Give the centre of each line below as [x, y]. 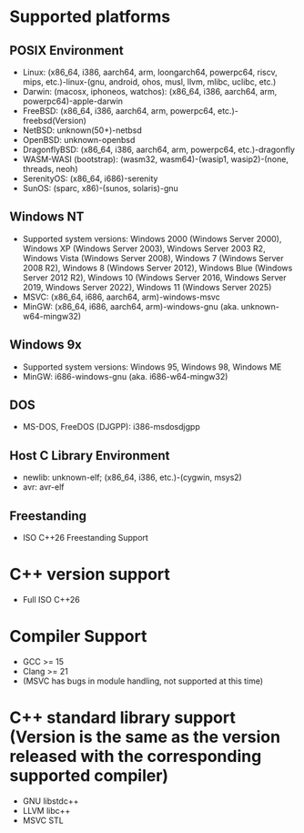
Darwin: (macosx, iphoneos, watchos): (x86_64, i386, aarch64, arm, [150, 91]
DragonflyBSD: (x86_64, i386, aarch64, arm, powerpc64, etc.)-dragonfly [159, 149]
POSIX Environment [67, 51]
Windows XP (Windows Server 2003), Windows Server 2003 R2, [144, 249]
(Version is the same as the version [145, 737]
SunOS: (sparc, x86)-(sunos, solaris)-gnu [101, 188]
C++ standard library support [123, 718]
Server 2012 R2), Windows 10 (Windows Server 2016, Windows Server [154, 277]
